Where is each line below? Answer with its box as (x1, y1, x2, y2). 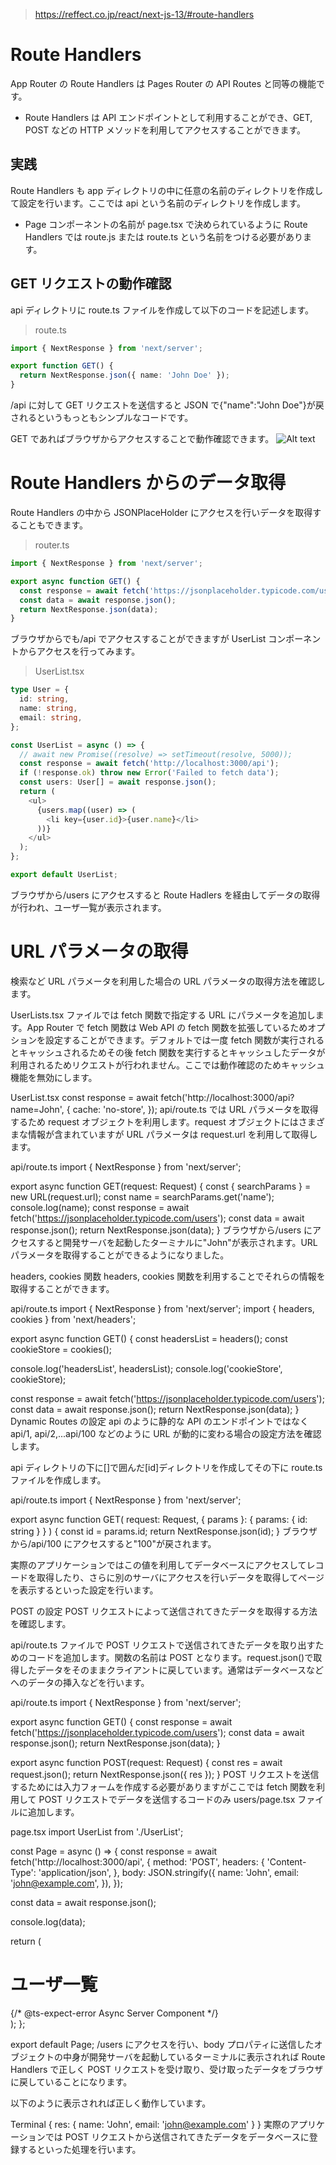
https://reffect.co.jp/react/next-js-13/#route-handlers (34, 9, 255, 20)
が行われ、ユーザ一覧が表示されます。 (10, 901, 167, 913)
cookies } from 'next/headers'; (10, 1313, 137, 1325)
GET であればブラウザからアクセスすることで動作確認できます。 (10, 433, 275, 445)
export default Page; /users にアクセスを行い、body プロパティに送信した (10, 2038, 315, 2050)
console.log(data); (10, 1915, 86, 1928)
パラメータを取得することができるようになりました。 (10, 1249, 230, 1261)
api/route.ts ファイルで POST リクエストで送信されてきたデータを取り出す (10, 1639, 316, 1651)
